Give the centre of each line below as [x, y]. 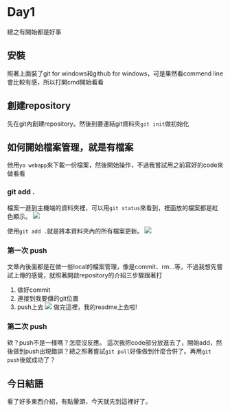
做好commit [34, 290]
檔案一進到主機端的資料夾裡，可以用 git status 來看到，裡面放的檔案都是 [110, 207]
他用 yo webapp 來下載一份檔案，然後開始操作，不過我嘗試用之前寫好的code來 [115, 165]
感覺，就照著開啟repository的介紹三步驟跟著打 [96, 275]
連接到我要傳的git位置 [48, 298]
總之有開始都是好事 [34, 32]
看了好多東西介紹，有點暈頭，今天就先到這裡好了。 [79, 402]
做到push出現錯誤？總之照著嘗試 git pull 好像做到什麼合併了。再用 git [112, 352]
